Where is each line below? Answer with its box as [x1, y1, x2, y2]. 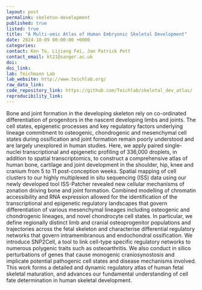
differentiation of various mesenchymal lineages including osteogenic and [6, 206, 190, 213]
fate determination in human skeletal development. [6, 276, 133, 284]
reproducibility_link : [6, 93, 63, 99]
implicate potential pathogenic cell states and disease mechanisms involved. [6, 257, 197, 265]
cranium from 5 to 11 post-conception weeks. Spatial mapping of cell [6, 167, 177, 175]
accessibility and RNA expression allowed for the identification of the [6, 193, 178, 200]
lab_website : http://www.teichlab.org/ [6, 76, 107, 82]
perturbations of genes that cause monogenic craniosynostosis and [6, 251, 175, 258]
